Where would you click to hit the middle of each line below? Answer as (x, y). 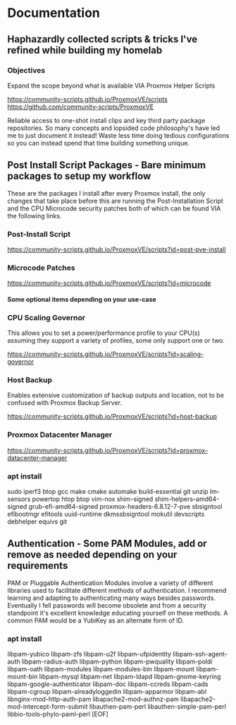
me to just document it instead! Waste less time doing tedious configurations (118, 135)
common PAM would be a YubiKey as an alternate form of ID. (96, 620)
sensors (19, 499)
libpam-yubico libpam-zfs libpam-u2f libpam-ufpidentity (89, 654)
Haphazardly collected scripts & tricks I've (103, 39)
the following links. (35, 216)
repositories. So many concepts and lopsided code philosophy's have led (114, 128)
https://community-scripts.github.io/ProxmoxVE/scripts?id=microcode (109, 283)
